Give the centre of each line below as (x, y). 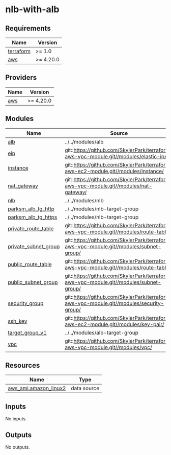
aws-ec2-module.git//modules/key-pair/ (114, 324)
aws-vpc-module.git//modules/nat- (108, 186)
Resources (23, 365)
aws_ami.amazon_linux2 (37, 388)
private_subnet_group (34, 246)
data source (85, 388)
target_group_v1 (27, 332)
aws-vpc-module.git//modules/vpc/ (108, 347)
